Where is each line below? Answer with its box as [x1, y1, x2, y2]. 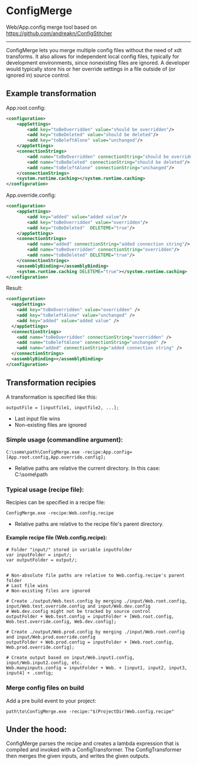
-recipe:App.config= [81, 449, 133, 455]
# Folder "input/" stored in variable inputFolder [6, 547, 133, 553]
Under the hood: [6, 724, 67, 734]
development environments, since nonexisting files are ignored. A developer [6, 59, 191, 66]
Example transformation [6, 89, 97, 99]
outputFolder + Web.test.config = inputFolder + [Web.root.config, [6, 614, 175, 620]
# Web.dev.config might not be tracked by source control [6, 609, 151, 615]
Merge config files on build [6, 684, 84, 692]
